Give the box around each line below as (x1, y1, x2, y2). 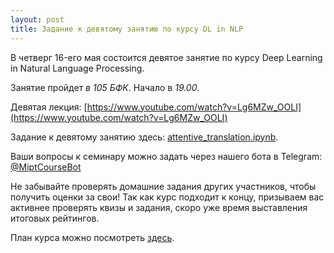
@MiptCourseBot (10, 161, 82, 173)
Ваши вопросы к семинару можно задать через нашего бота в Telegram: (10, 150, 323, 162)
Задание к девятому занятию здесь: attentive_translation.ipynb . (10, 131, 279, 143)
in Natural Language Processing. (10, 62, 145, 74)
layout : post (10, 14, 65, 25)
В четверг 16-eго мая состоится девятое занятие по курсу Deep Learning (10, 51, 323, 63)
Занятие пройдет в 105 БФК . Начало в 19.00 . (10, 81, 200, 93)
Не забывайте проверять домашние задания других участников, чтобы (10, 180, 317, 192)
